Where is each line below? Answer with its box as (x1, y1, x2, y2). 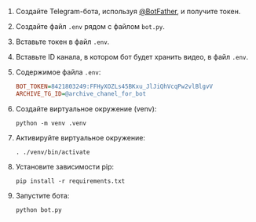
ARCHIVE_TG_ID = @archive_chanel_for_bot (15, 89, 147, 97)
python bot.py (15, 206, 62, 214)
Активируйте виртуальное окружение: (15, 133, 145, 142)
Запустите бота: (15, 191, 70, 200)
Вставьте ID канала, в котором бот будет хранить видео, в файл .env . (15, 53, 249, 61)
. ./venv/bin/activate (15, 148, 90, 156)
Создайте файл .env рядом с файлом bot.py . (15, 22, 165, 31)
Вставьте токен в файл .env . (15, 37, 110, 46)
